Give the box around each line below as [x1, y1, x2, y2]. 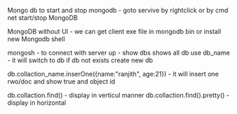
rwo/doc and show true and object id [7, 77, 116, 86]
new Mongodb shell [7, 35, 65, 43]
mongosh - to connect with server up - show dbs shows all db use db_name [7, 49, 231, 57]
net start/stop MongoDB [7, 13, 78, 22]
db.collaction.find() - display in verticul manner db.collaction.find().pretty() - [7, 91, 230, 99]
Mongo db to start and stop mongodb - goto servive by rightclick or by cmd [7, 6, 228, 14]
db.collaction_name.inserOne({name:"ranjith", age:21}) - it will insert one [7, 70, 219, 78]
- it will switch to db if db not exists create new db [7, 56, 153, 64]
